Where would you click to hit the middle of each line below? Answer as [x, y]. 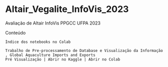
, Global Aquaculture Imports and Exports [50, 55]
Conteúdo [16, 32]
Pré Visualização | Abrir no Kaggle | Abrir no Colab [63, 59]
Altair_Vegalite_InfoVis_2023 [67, 9]
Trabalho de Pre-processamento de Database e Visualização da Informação [84, 50]
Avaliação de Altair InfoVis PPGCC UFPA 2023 [53, 23]
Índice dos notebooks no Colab [38, 42]
